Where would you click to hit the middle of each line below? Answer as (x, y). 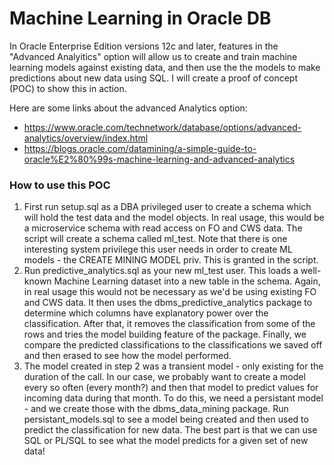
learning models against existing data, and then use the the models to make (165, 67)
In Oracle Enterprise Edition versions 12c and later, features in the (144, 46)
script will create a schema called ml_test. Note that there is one (155, 239)
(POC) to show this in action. (68, 88)
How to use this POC (60, 185)
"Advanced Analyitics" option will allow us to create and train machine (153, 56)
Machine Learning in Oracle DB (140, 18)
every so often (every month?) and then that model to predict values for (171, 388)
